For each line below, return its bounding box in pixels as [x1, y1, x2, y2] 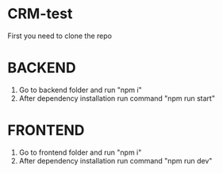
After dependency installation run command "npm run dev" [18, 156, 213, 165]
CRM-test [7, 5, 73, 23]
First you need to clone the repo [7, 31, 113, 40]
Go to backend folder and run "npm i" [18, 85, 142, 94]
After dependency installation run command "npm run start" [18, 93, 216, 103]
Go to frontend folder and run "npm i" [18, 148, 142, 157]
